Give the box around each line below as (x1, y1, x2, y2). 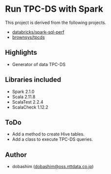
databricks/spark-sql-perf (12, 29, 65, 35)
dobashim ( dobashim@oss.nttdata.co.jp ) (12, 164, 94, 170)
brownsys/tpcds (12, 34, 45, 40)
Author (5, 151, 27, 159)
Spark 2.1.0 (12, 88, 35, 94)
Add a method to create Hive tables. (12, 131, 85, 137)
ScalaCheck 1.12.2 (12, 104, 49, 110)
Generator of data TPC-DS (12, 61, 66, 67)
